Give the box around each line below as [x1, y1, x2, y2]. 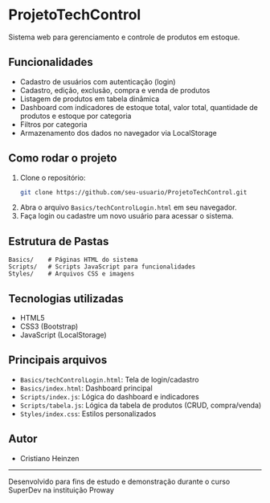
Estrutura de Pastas [8, 235, 109, 248]
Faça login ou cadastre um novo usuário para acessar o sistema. [19, 211, 235, 221]
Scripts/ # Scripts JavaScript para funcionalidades [8, 263, 196, 271]
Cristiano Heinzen [19, 453, 80, 463]
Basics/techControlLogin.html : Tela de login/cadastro [19, 374, 199, 384]
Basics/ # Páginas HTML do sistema [8, 256, 138, 264]
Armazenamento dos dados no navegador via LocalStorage [19, 128, 217, 137]
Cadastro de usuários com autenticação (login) [19, 76, 176, 86]
